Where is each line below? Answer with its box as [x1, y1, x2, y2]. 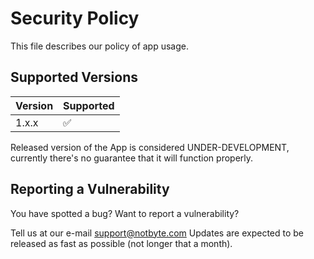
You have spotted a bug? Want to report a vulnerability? [10, 207, 240, 219]
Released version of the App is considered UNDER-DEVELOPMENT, [10, 141, 290, 153]
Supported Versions [10, 69, 138, 86]
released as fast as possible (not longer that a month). [10, 237, 233, 249]
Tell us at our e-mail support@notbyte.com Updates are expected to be [10, 227, 304, 239]
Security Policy [10, 7, 140, 30]
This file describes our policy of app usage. [10, 40, 190, 52]
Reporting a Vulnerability [10, 181, 170, 198]
